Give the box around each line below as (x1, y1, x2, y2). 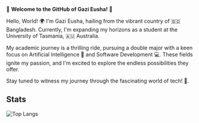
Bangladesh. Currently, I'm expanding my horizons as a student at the (6, 26, 178, 33)
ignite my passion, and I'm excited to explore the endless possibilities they (6, 59, 189, 67)
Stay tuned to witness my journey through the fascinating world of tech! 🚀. (6, 77, 189, 84)
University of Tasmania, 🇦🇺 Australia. (6, 33, 100, 39)
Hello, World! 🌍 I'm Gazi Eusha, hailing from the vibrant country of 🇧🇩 (6, 18, 181, 24)
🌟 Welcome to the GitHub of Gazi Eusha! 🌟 (6, 6, 113, 12)
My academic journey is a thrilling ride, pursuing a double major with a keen (6, 45, 193, 51)
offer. (6, 66, 20, 72)
